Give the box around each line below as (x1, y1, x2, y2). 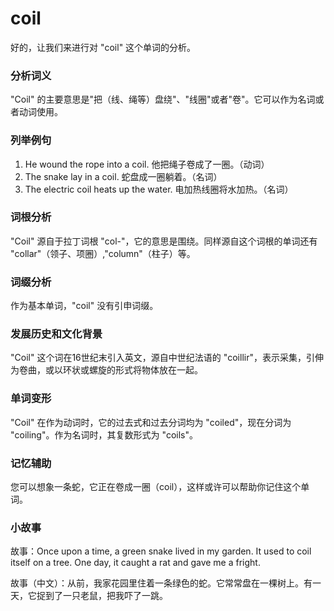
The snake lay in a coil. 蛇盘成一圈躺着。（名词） (24, 170, 223, 182)
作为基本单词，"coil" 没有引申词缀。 (10, 300, 159, 312)
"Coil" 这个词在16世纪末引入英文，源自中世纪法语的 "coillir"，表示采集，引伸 (10, 352, 324, 364)
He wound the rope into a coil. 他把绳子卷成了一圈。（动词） (24, 158, 270, 170)
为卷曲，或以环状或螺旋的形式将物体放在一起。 (10, 364, 203, 376)
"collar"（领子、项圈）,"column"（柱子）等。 (10, 247, 196, 259)
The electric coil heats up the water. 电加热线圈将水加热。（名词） (24, 183, 294, 195)
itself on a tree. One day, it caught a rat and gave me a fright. (10, 557, 261, 569)
